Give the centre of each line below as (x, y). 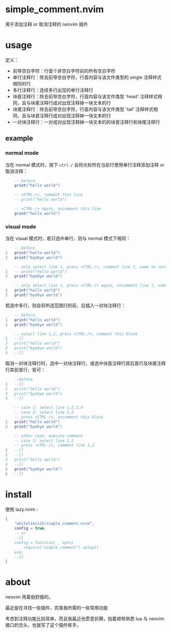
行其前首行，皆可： (25, 370)
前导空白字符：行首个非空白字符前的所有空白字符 (64, 71)
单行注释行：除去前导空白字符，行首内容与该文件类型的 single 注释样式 (87, 77)
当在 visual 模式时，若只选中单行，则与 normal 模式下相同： (68, 238)
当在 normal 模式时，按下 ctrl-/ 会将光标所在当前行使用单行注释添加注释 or (85, 165)
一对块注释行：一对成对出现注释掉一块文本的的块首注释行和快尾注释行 (86, 122)
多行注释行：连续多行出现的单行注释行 (53, 90)
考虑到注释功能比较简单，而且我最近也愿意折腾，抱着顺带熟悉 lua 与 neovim (85, 619)
